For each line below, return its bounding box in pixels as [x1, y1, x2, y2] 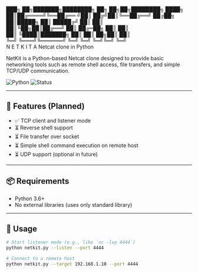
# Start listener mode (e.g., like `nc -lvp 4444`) [6, 239, 136, 245]
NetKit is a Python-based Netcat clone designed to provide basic [6, 55, 164, 61]
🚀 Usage [6, 224, 37, 234]
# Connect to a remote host [6, 256, 75, 262]
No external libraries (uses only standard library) [14, 201, 133, 208]
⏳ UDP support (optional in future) [14, 151, 98, 158]
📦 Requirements [6, 176, 70, 186]
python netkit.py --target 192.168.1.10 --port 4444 [6, 261, 138, 267]
